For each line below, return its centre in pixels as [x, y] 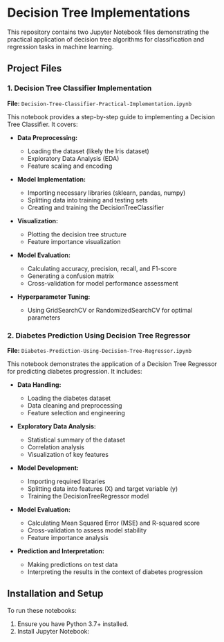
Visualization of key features [68, 454]
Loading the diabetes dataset [69, 398]
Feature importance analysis [68, 537]
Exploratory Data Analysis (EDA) [73, 158]
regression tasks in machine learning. [60, 46]
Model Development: [48, 468]
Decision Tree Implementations [99, 13]
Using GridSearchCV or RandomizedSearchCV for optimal [110, 310]
